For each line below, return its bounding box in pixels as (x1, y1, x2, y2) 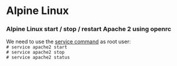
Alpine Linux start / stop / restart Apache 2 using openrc (6, 25, 172, 33)
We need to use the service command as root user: (6, 38, 131, 45)
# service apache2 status (6, 54, 70, 61)
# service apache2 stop (6, 50, 65, 55)
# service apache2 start (6, 44, 67, 50)
